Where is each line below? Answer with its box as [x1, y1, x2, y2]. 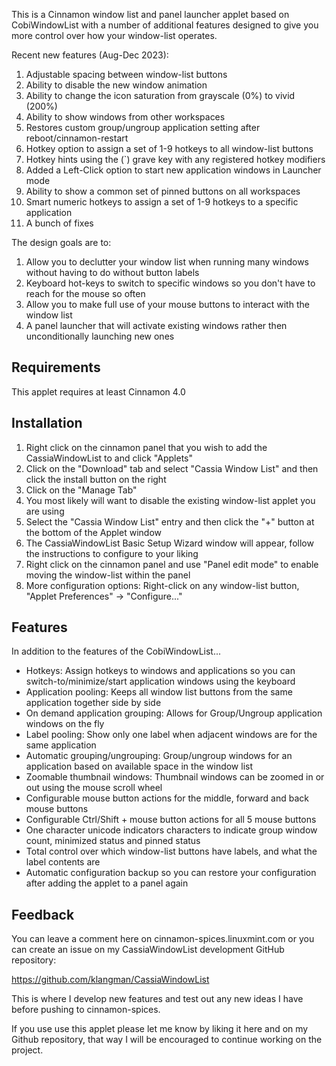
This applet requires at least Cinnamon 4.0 [11, 385, 186, 398]
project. [11, 1044, 44, 1056]
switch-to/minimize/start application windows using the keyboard [25, 675, 296, 688]
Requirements [11, 359, 101, 376]
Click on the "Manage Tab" [25, 484, 138, 496]
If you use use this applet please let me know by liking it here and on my [11, 1023, 309, 1035]
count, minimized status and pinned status [25, 835, 201, 847]
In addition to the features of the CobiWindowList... [11, 645, 222, 658]
